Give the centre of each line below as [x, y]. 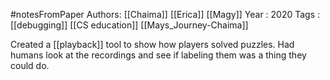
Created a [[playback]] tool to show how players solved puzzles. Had [152, 44]
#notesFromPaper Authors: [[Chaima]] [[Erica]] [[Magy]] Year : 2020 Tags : [165, 14]
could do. [30, 65]
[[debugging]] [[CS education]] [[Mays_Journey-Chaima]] [129, 25]
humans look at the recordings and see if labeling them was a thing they [158, 55]
